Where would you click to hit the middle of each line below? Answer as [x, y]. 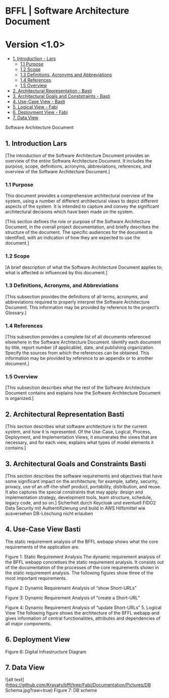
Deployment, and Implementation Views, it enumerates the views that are [81, 437]
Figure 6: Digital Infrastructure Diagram [46, 652]
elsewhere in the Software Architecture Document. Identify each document [83, 342]
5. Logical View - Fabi [35, 107]
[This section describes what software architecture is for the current [76, 426]
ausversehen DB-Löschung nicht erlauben [49, 514]
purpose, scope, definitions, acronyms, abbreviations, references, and [78, 166]
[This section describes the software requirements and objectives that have [84, 476]
